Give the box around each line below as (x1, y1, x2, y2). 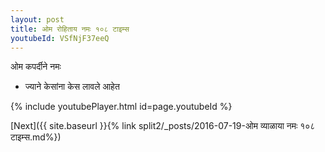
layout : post (10, 14, 65, 25)
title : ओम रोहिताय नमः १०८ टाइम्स (10, 24, 130, 34)
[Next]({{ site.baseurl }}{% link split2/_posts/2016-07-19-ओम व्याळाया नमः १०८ (10, 120, 316, 132)
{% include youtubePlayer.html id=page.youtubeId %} (10, 101, 233, 113)
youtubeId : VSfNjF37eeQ (10, 33, 110, 43)
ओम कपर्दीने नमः (10, 61, 62, 73)
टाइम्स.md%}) (10, 131, 62, 143)
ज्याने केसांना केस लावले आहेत (24, 81, 120, 93)
